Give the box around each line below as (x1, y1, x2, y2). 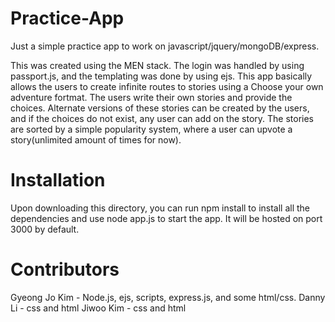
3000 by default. (10, 223, 80, 235)
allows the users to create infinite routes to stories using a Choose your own (10, 80, 324, 92)
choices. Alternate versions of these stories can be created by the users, (10, 102, 310, 114)
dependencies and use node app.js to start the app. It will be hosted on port (10, 212, 323, 224)
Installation (10, 169, 106, 192)
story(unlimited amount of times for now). (10, 133, 182, 146)
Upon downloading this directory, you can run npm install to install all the (10, 202, 311, 214)
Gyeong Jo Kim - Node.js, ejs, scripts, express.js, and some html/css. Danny (10, 291, 326, 303)
